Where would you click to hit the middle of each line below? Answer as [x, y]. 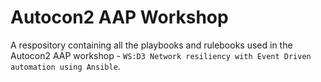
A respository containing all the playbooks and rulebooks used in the [151, 45]
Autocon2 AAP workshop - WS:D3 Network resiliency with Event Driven [161, 55]
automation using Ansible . [65, 66]
